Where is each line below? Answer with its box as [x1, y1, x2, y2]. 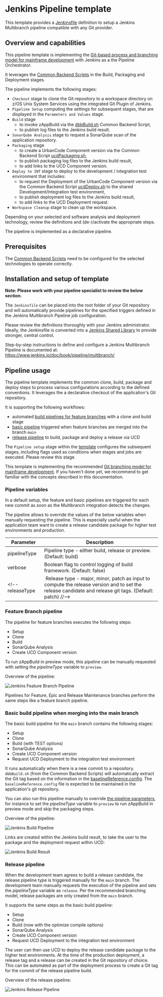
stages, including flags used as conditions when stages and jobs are [5, 449, 142, 455]
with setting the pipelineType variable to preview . [5, 664, 103, 670]
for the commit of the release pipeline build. [5, 968, 92, 974]
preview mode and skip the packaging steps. [5, 806, 95, 812]
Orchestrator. [5, 62, 32, 68]
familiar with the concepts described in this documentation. [5, 474, 124, 480]
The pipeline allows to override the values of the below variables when [5, 512, 147, 518]
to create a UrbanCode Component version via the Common [19, 147, 140, 153]
